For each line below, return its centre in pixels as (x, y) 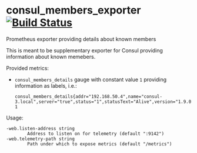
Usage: (15, 118)
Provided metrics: (27, 68)
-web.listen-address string (41, 128)
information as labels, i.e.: (46, 85)
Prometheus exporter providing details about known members (81, 39)
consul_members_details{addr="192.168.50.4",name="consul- (89, 97)
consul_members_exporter (74, 10)
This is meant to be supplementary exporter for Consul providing (85, 50)
